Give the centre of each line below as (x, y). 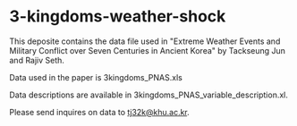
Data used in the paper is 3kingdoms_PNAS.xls (96, 77)
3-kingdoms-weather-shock (118, 17)
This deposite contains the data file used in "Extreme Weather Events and (145, 41)
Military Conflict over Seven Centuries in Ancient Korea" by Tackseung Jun (148, 50)
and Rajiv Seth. (37, 60)
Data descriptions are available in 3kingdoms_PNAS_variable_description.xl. (149, 95)
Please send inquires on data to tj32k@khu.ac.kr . (99, 112)
